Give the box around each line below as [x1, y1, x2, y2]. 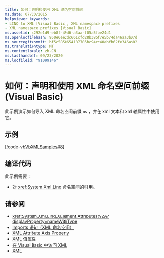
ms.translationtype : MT [5, 44, 54, 49]
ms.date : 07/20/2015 [5, 12, 48, 17]
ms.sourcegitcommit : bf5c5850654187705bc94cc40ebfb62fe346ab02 [5, 40, 138, 44]
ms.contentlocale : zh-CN [5, 48, 56, 53]
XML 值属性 [12, 236, 36, 242]
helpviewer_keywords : [5, 16, 50, 21]
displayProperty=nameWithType [12, 218, 78, 224]
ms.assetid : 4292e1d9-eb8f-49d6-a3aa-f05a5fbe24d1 [5, 30, 111, 35]
